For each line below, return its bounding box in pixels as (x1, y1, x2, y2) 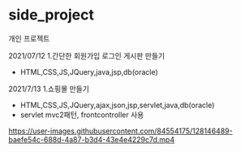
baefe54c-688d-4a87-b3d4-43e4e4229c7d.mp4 (8, 134, 175, 144)
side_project (8, 6, 95, 24)
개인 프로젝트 (8, 33, 50, 43)
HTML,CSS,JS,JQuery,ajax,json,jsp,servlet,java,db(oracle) (19, 100, 215, 110)
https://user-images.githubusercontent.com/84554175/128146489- (8, 126, 233, 136)
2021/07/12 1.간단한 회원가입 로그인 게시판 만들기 (8, 50, 165, 60)
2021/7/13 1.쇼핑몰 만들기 (8, 84, 89, 93)
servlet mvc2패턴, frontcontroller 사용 (19, 110, 144, 119)
